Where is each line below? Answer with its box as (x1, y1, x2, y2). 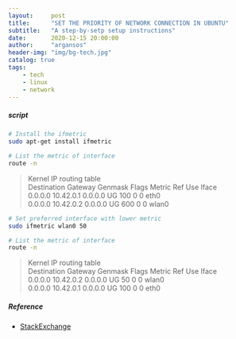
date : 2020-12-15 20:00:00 (8, 33, 119, 42)
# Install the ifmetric (8, 131, 87, 138)
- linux (22, 78, 48, 86)
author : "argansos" (8, 41, 87, 49)
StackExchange (19, 321, 72, 331)
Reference (8, 302, 44, 311)
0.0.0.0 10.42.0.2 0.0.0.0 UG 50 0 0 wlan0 (27, 275, 164, 285)
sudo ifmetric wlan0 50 (8, 222, 87, 230)
